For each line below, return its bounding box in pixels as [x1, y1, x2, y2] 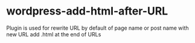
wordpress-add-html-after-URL [6, 4, 168, 18]
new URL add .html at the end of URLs [6, 30, 101, 38]
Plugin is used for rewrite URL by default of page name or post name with [6, 24, 189, 31]
